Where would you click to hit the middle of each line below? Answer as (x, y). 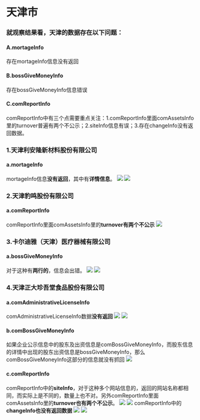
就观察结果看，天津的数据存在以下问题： (65, 32)
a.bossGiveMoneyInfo (35, 257)
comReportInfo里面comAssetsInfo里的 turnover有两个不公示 (80, 224)
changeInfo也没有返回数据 (39, 410)
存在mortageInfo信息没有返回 (43, 61)
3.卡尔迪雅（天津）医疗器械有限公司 (59, 242)
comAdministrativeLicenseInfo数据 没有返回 (59, 317)
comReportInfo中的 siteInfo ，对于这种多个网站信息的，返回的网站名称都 (95, 388)
